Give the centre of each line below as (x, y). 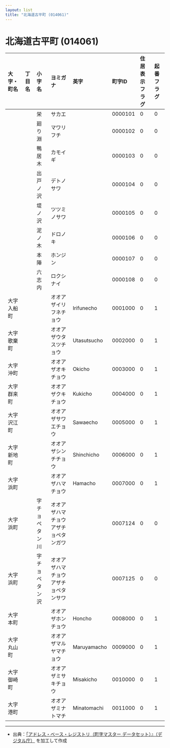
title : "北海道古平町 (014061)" (37, 15)
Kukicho (82, 394)
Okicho (81, 369)
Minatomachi (88, 708)
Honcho (82, 619)
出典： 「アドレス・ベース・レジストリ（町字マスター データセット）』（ (85, 734)
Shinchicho (86, 455)
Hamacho (84, 483)
